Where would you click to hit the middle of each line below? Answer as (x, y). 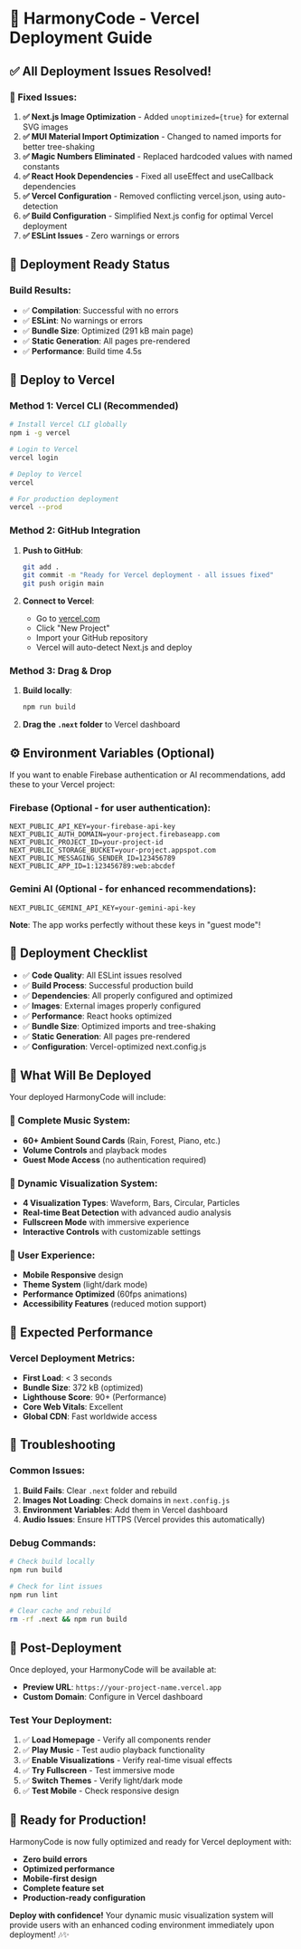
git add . (41, 567)
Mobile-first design (60, 1878)
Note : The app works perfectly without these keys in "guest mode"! (135, 924)
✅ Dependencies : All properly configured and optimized (127, 995)
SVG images (46, 127)
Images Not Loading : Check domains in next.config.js (126, 1500)
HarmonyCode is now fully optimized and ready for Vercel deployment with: (150, 1842)
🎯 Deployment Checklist (79, 954)
